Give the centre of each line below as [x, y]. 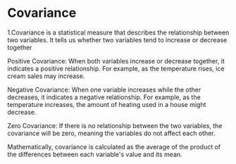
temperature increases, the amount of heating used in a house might [107, 104]
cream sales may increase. [46, 76]
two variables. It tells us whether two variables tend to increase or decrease [117, 39]
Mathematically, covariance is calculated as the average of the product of [114, 146]
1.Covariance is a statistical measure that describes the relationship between [118, 32]
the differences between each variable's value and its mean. [95, 154]
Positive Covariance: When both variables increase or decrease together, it [116, 61]
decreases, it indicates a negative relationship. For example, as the [104, 97]
